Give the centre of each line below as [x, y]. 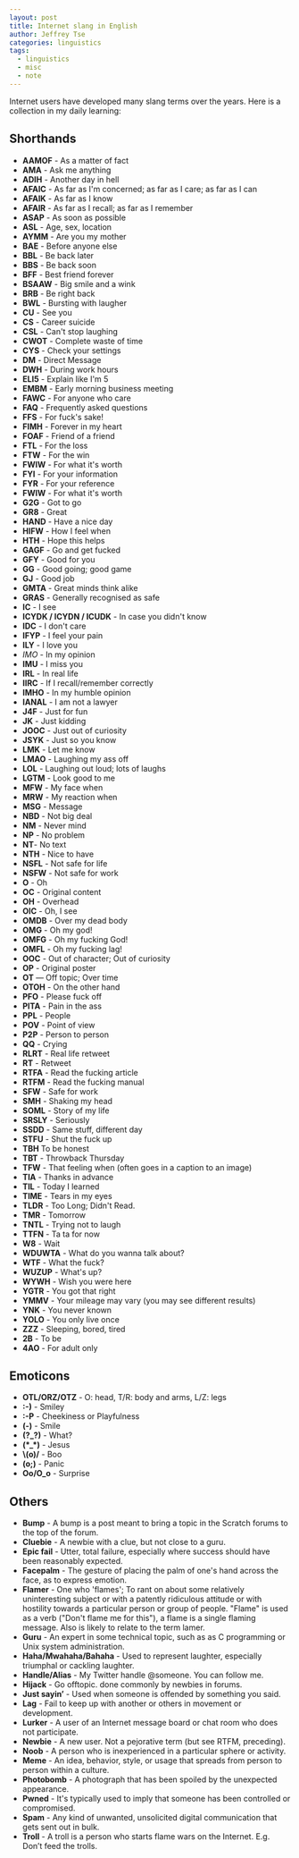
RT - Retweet [46, 1063]
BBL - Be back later [58, 255]
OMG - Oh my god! [57, 930]
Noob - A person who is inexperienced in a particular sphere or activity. [154, 1751]
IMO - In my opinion [58, 655]
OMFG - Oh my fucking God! [75, 939]
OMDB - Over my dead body [75, 920]
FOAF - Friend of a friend [69, 435]
